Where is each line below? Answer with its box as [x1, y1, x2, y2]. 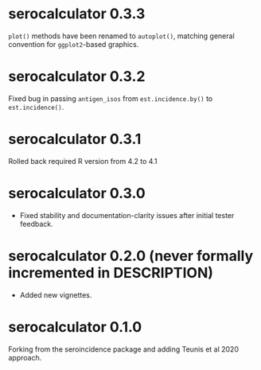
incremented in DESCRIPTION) [8, 263, 213, 282]
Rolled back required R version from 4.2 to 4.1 [8, 156, 158, 166]
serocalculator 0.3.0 [8, 185, 146, 202]
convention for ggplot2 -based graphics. [8, 39, 139, 49]
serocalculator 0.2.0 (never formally [8, 247, 253, 265]
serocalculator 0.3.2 [8, 68, 146, 86]
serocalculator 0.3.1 [8, 130, 142, 148]
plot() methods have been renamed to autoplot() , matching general [8, 31, 235, 41]
